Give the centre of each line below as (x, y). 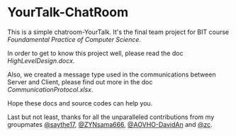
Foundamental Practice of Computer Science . (74, 39)
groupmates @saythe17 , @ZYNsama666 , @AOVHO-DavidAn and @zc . (110, 124)
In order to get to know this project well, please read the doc (95, 53)
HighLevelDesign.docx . (41, 60)
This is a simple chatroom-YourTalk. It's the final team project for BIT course (118, 32)
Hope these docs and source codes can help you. (80, 103)
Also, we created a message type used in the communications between (112, 74)
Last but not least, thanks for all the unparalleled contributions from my (111, 117)
